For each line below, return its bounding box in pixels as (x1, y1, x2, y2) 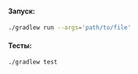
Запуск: (8, 6, 35, 16)
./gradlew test (8, 58, 58, 66)
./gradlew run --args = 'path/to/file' (8, 24, 132, 31)
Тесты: (8, 40, 33, 50)
